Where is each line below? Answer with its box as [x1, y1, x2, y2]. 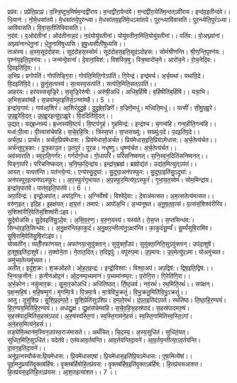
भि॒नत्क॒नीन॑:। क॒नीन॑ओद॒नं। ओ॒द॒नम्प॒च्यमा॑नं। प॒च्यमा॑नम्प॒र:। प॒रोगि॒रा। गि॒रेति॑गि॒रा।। [7, 272, 191, 280]
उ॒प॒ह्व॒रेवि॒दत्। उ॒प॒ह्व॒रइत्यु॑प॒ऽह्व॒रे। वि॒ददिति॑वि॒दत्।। [7, 112, 114, 120]
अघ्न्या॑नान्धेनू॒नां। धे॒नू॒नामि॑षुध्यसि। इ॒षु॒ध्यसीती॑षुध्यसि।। [7, 40, 126, 48]
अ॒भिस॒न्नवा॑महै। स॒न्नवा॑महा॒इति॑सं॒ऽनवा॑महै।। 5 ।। [7, 95, 115, 104]
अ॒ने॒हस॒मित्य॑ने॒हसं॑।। [7, 320, 52, 328]
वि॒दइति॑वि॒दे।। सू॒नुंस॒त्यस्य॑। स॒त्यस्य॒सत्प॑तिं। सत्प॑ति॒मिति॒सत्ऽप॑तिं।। [7, 80, 158, 88]
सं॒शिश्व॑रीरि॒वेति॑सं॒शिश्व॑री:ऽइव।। [7, 208, 77, 216]
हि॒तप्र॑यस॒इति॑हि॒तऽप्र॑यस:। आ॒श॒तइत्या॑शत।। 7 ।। [7, 368, 117, 376]
